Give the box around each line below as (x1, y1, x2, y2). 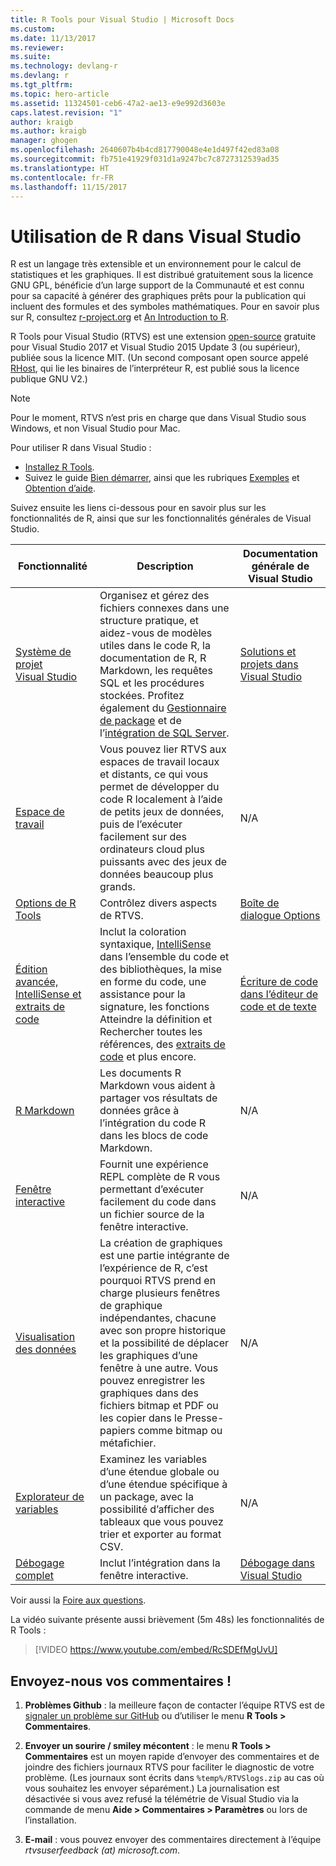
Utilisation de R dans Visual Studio (10, 225, 302, 248)
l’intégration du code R (99, 1116, 207, 1130)
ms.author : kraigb (10, 126, 87, 136)
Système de (15, 645, 72, 659)
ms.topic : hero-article (10, 89, 110, 99)
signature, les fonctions (99, 1000, 210, 1014)
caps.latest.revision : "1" (10, 107, 123, 118)
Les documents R (99, 1066, 182, 1080)
